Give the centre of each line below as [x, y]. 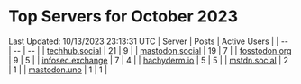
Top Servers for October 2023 [123, 17]
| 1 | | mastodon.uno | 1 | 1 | [58, 70]
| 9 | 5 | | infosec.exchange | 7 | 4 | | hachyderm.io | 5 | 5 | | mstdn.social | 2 [149, 60]
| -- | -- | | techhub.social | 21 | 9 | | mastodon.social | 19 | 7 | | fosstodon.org [150, 50]
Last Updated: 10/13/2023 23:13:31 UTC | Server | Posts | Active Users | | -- [149, 41]
